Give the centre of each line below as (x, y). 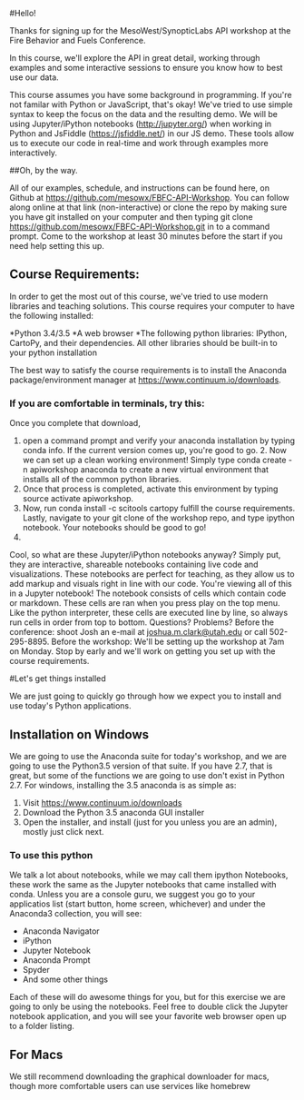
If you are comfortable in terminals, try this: (107, 403)
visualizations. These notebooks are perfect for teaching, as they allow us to (152, 574)
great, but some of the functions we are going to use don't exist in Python (147, 775)
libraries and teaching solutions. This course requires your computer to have (152, 306)
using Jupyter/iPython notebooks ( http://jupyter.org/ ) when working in (141, 124)
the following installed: (51, 315)
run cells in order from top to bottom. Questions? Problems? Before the (142, 622)
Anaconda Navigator (61, 931)
